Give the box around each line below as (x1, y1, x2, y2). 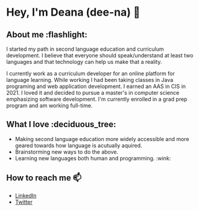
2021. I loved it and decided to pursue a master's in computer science (6, 89, 180, 96)
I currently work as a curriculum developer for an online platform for (6, 70, 175, 77)
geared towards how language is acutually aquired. (14, 142, 142, 149)
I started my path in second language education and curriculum (6, 45, 164, 52)
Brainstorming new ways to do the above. (14, 148, 119, 156)
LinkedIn (14, 192, 37, 199)
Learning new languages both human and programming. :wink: (14, 154, 171, 162)
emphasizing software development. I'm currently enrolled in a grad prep (6, 96, 188, 102)
